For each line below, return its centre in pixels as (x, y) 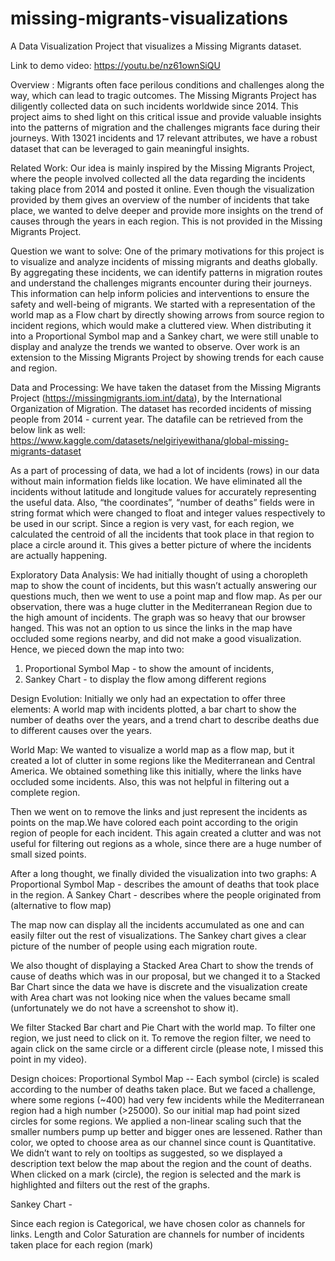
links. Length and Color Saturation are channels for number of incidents (157, 1234)
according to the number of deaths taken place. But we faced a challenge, (163, 1089)
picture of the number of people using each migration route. (134, 946)
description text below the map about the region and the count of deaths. (161, 1163)
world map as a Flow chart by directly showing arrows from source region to (167, 314)
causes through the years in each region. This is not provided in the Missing (166, 221)
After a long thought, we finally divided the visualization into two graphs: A (163, 873)
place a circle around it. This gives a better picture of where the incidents (161, 544)
